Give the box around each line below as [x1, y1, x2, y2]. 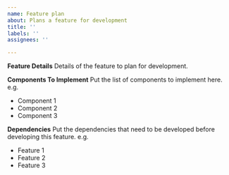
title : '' [7, 23, 37, 30]
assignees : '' [7, 37, 49, 44]
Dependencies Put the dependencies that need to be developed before [7, 125, 215, 134]
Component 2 [17, 104, 58, 112]
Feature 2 [17, 154, 46, 162]
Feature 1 [17, 146, 44, 155]
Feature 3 [17, 161, 46, 169]
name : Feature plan [7, 10, 65, 18]
